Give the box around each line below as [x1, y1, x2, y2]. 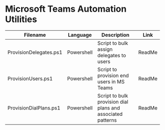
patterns [97, 116, 117, 123]
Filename [24, 31, 46, 38]
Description [101, 31, 130, 38]
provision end [97, 72, 129, 79]
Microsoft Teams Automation [5, 3, 127, 15]
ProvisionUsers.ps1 [7, 75, 53, 82]
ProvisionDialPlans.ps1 [7, 104, 60, 111]
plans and [97, 104, 120, 111]
